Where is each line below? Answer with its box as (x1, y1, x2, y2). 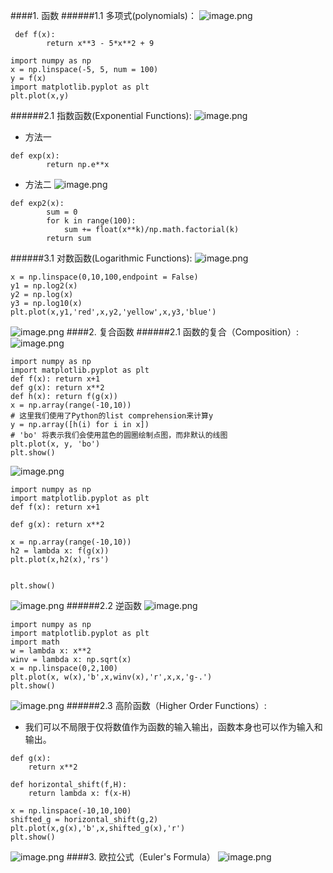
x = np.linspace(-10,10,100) (10, 806, 132, 816)
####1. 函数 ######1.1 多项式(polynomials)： (10, 10, 197, 21)
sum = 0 (46, 207, 78, 217)
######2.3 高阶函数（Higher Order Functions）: (66, 700, 267, 711)
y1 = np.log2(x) (10, 281, 78, 291)
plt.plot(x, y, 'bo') (10, 439, 101, 449)
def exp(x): (10, 151, 60, 161)
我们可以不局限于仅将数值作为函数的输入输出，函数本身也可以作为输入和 (24, 721, 323, 733)
